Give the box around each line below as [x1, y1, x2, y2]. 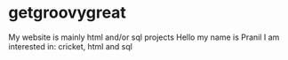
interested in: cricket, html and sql [8, 41, 132, 51]
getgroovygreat [8, 3, 126, 23]
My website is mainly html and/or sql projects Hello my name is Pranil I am [8, 32, 280, 42]
